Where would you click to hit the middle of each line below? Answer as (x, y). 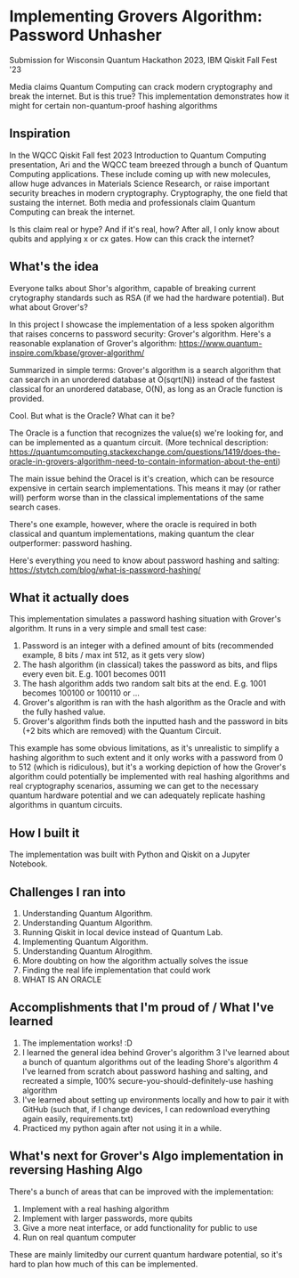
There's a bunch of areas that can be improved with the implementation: (141, 1192)
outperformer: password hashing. (71, 543)
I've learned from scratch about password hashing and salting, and (145, 1071)
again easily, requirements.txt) (77, 1119)
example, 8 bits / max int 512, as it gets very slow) (113, 655)
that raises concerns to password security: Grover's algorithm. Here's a (140, 334)
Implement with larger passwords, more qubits (107, 1218)
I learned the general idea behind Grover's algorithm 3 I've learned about (156, 1052)
